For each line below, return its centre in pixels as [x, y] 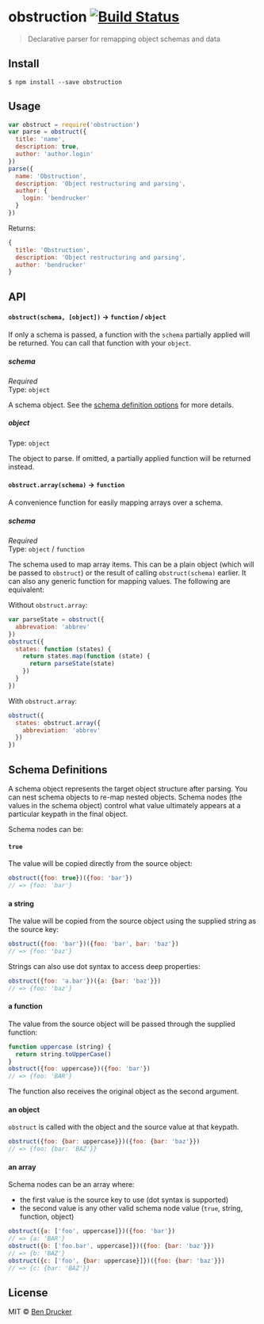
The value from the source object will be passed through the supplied [122, 1024]
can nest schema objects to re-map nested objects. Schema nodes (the [125, 797]
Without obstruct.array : [48, 605]
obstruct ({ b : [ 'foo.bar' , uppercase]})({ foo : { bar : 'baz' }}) [111, 1246]
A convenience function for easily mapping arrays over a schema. [116, 502]
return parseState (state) [72, 664]
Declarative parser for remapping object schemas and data [124, 39]
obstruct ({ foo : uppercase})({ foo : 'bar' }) [79, 1069]
